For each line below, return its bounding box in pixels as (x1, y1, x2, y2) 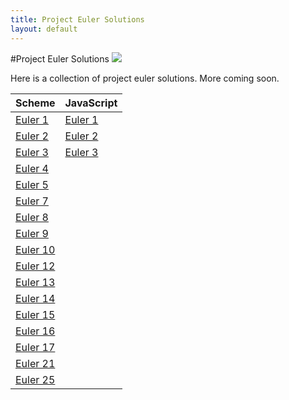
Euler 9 (15, 226, 49, 240)
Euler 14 (15, 291, 56, 305)
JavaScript (64, 96, 118, 110)
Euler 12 (15, 259, 56, 273)
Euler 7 (15, 194, 49, 208)
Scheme (15, 96, 56, 110)
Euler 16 (15, 324, 56, 338)
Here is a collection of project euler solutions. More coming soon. (10, 72, 280, 84)
